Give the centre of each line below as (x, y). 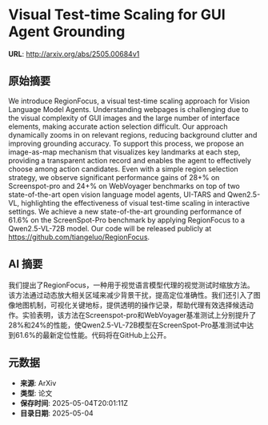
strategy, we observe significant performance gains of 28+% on (114, 177)
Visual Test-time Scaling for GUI (117, 15)
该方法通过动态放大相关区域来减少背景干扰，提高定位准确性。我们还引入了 (131, 295)
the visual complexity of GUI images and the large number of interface (124, 118)
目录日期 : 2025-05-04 (56, 413)
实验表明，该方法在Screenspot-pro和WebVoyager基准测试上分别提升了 (139, 315)
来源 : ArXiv (38, 383)
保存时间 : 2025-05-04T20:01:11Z (74, 403)
